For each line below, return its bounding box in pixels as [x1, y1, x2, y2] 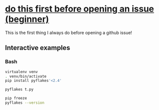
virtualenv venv [5, 69, 38, 74]
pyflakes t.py [5, 87, 34, 92]
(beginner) [5, 14, 50, 25]
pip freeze [5, 96, 27, 101]
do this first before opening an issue [5, 3, 154, 15]
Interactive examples [5, 44, 71, 52]
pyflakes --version [5, 100, 45, 105]
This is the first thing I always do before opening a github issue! [5, 30, 132, 35]
